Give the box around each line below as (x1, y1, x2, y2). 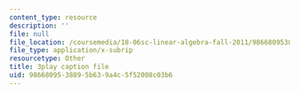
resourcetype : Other (9, 54, 86, 63)
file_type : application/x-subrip (9, 46, 133, 55)
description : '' (9, 21, 69, 30)
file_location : (9, 37, 66, 47)
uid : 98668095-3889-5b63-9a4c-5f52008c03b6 (9, 71, 174, 80)
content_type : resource (9, 12, 98, 22)
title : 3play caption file (9, 63, 109, 72)
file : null (9, 29, 50, 38)
